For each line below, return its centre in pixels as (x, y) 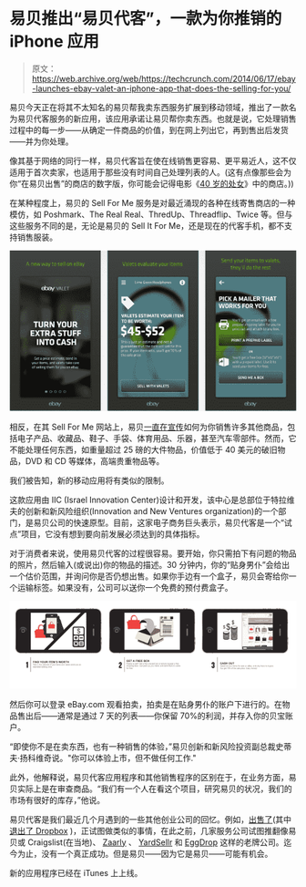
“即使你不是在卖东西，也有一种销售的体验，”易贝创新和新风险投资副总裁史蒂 (151, 746)
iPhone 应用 (55, 41)
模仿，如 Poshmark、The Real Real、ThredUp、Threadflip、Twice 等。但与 (151, 214)
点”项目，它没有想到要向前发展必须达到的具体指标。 (107, 534)
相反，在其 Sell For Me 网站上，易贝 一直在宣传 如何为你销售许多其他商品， (148, 427)
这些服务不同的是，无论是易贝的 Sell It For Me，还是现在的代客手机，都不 (147, 225)
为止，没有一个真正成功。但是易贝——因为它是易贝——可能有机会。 (145, 853)
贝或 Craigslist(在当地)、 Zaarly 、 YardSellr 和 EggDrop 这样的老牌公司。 (147, 842)
